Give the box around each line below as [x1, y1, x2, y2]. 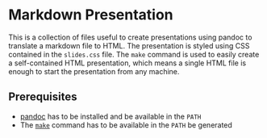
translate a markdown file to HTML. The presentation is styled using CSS [8, 40, 250, 50]
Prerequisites [8, 90, 77, 104]
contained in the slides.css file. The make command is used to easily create [8, 49, 260, 59]
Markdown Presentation [8, 6, 173, 24]
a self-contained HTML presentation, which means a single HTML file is [8, 58, 247, 68]
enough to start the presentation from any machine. [8, 66, 180, 76]
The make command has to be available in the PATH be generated [19, 119, 232, 130]
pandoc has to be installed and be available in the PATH [19, 111, 202, 121]
